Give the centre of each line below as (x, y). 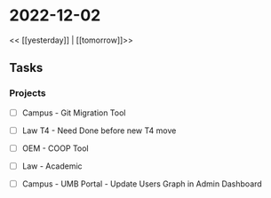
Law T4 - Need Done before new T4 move (99, 131)
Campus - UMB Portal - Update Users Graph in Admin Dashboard (142, 184)
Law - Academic (52, 166)
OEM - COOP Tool (55, 148)
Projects (28, 93)
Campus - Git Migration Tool (74, 113)
